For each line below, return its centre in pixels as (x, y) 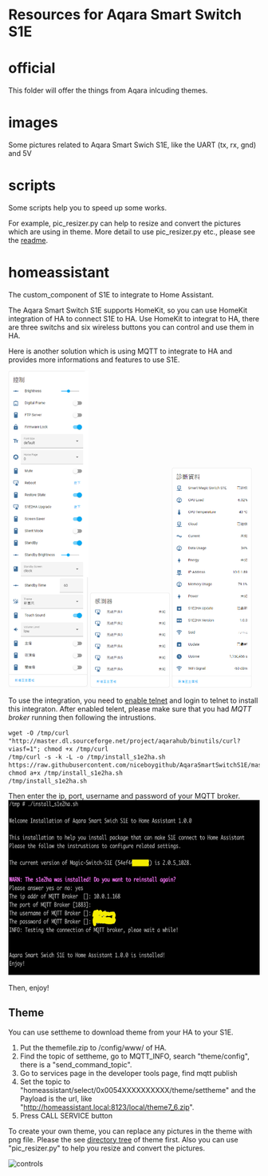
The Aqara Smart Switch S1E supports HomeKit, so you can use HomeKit (128, 310)
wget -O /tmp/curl (39, 733)
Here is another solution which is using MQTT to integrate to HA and (120, 351)
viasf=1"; (25, 749)
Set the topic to (45, 1082)
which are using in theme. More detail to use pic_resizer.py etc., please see (132, 232)
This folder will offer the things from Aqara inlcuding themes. (108, 90)
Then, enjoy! (29, 987)
